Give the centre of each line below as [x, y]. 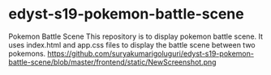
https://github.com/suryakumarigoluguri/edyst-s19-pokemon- [151, 53]
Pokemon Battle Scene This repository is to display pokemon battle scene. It [136, 36]
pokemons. [27, 53]
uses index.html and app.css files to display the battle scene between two [132, 44]
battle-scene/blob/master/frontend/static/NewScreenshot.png [112, 62]
